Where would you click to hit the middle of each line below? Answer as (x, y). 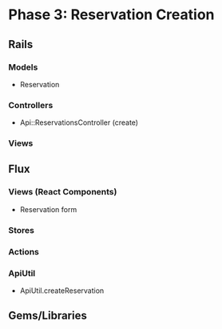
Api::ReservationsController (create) (79, 122)
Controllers (31, 105)
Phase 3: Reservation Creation (111, 15)
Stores (21, 230)
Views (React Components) (63, 192)
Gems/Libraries (48, 316)
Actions (24, 251)
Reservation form (48, 209)
